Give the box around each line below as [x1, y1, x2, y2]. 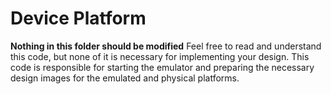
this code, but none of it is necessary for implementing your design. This [10, 50, 310, 62]
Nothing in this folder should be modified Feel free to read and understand [10, 40, 322, 52]
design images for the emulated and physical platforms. [10, 72, 240, 84]
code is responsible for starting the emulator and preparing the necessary [10, 61, 315, 73]
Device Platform [10, 7, 147, 30]
